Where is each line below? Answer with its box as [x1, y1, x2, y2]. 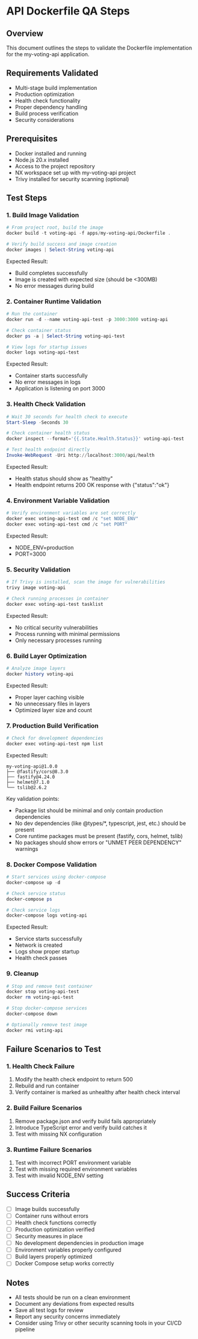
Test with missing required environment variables [14, 1165, 137, 1172]
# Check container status [6, 327, 71, 333]
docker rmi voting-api [6, 1027, 63, 1033]
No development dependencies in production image [14, 1239, 144, 1247]
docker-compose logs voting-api [6, 912, 87, 918]
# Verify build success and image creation [6, 241, 117, 247]
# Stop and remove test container [6, 983, 93, 989]
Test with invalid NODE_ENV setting [14, 1172, 104, 1179]
